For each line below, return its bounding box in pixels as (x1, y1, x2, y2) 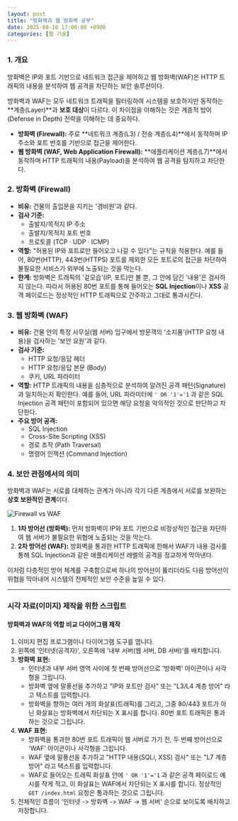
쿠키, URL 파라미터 (28, 372, 81, 381)
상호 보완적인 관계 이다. (7, 495, 69, 504)
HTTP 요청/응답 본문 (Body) (28, 363, 107, 372)
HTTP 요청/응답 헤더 (28, 355, 86, 363)
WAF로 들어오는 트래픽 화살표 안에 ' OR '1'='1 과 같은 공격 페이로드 (28, 771, 219, 779)
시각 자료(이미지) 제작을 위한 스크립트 (7, 601, 127, 611)
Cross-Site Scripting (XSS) (28, 432, 106, 441)
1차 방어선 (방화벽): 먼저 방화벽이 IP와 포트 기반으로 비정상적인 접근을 (17, 524, 208, 533)
